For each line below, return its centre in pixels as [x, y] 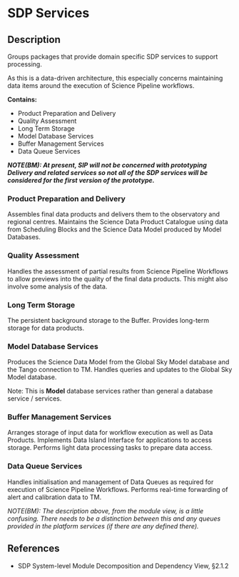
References [34, 549]
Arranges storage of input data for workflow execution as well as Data [110, 433]
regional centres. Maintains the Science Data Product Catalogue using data [118, 222]
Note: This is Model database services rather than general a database [110, 391]
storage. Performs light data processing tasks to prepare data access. [110, 448]
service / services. [35, 398]
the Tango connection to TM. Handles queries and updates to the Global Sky [120, 370]
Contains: [22, 99]
